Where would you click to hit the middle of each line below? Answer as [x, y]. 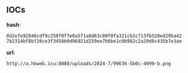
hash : [14, 24]
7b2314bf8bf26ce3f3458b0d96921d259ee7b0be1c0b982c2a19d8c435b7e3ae [94, 41]
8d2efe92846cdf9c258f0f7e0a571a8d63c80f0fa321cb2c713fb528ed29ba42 [94, 36]
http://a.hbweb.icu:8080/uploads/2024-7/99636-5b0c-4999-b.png [89, 63]
